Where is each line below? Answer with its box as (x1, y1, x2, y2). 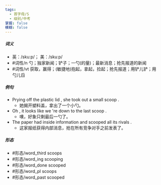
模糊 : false (5, 25, 28, 30)
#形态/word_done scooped (12, 162, 66, 168)
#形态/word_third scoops (12, 150, 62, 156)
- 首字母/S (9, 12, 29, 17)
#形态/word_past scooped (12, 174, 64, 180)
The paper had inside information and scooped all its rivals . (12, 119, 132, 125)
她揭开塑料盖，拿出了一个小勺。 (19, 102, 83, 108)
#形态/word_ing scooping (12, 156, 63, 162)
